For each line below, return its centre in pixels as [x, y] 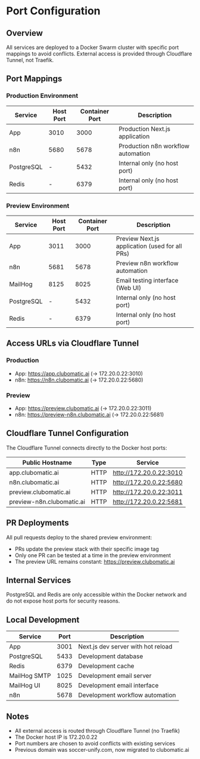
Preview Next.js [137, 238]
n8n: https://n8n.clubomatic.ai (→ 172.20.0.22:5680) [79, 380]
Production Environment [42, 96]
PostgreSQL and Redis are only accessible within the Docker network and [96, 595]
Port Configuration [54, 11]
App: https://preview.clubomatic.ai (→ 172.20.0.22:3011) [83, 408]
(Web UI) [129, 288]
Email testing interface [147, 280]
